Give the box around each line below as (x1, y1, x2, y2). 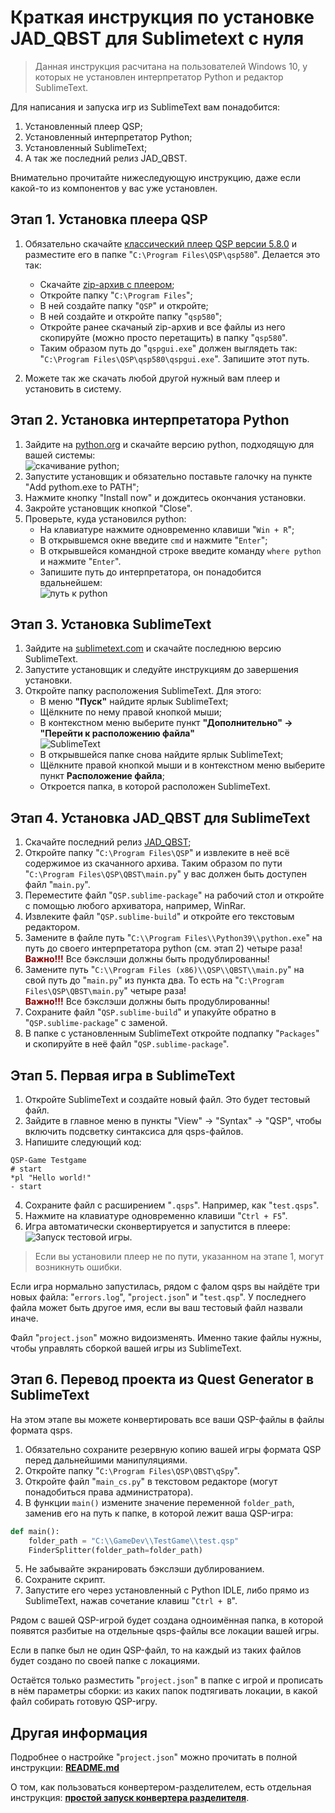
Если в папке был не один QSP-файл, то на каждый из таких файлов (10, 1644, 302, 1656)
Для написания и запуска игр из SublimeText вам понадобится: (10, 101, 281, 113)
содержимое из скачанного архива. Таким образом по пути (24, 857, 283, 870)
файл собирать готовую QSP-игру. (10, 1696, 158, 1708)
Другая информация (10, 1724, 148, 1741)
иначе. (10, 1312, 39, 1324)
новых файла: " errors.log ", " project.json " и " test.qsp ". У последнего (10, 1291, 307, 1303)
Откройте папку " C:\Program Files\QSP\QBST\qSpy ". (24, 1464, 240, 1476)
